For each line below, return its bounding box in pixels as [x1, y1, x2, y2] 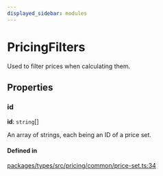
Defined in [7, 146, 38, 154]
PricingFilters [7, 39, 86, 55]
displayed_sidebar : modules [7, 10, 88, 17]
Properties [7, 81, 53, 93]
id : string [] [7, 117, 39, 126]
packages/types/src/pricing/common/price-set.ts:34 [7, 162, 156, 170]
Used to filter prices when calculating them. [7, 62, 131, 70]
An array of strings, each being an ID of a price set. [7, 131, 152, 139]
